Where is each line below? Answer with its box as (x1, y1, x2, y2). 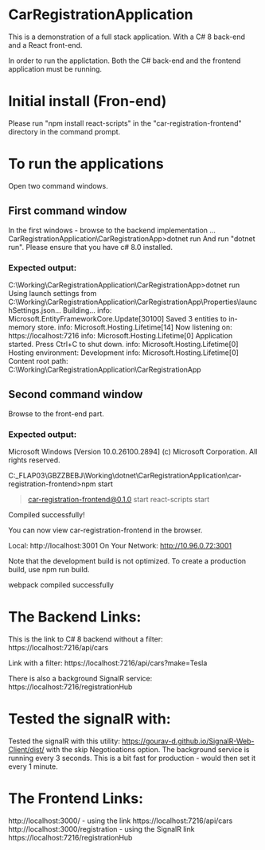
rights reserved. (8, 455, 61, 465)
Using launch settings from (8, 288, 97, 298)
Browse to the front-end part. (8, 408, 105, 419)
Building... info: (62, 305, 112, 315)
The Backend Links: (8, 608, 142, 626)
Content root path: (8, 356, 69, 365)
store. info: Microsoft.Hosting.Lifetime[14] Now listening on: (37, 322, 232, 332)
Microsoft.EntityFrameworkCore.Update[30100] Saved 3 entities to (8, 314, 228, 323)
